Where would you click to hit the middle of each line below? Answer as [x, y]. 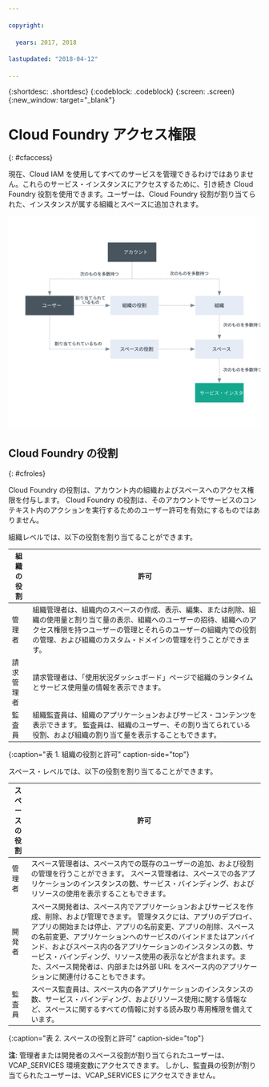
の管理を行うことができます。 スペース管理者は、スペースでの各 [136, 874]
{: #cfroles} [27, 473]
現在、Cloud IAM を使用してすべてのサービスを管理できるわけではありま [128, 174]
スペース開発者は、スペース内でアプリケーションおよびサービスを [139, 906]
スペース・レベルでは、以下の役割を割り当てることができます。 [113, 771]
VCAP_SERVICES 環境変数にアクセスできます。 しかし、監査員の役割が [125, 1065]
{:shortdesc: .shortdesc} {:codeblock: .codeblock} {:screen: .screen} [122, 91]
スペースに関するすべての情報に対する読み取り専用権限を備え [145, 1008]
